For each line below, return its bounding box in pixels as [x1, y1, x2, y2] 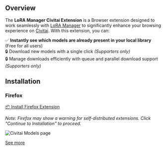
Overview [5, 4, 36, 12]
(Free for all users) [5, 43, 43, 49]
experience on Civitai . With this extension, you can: [5, 27, 110, 34]
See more [5, 140, 25, 146]
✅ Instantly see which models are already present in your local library [5, 37, 152, 43]
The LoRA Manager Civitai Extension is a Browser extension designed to [5, 17, 155, 23]
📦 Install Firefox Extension [5, 103, 60, 109]
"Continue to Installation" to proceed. [5, 120, 82, 126]
